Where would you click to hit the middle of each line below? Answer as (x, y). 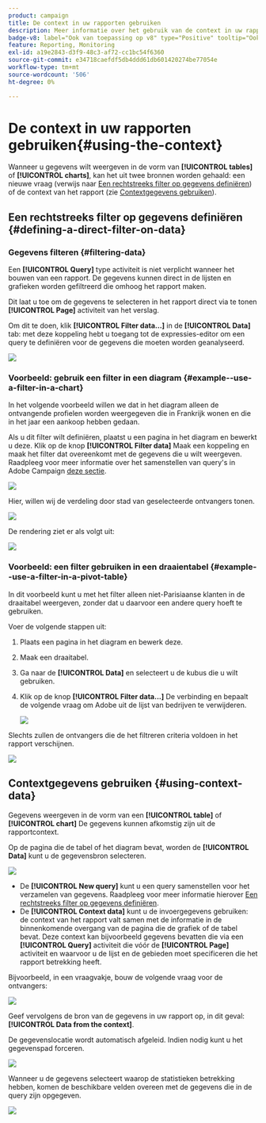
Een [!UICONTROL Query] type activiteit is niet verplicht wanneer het (122, 270)
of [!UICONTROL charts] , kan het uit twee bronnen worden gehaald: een (127, 175)
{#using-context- (198, 784)
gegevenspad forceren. (46, 1048)
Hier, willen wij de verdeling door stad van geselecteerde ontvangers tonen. (131, 502)
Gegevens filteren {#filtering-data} (77, 252)
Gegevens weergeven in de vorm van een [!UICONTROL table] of (115, 815)
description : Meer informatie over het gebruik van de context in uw (125, 30)
